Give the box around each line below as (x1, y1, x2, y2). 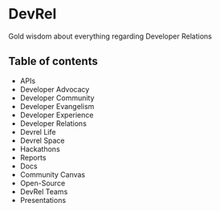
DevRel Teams (19, 186, 68, 197)
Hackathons (19, 144, 60, 153)
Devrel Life (19, 127, 56, 136)
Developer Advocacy (19, 84, 90, 94)
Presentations (19, 195, 67, 205)
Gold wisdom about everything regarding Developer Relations (8, 31, 213, 41)
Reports (19, 152, 47, 162)
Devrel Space (19, 136, 65, 145)
